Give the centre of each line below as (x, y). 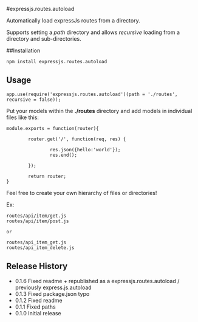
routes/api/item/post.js (38, 221)
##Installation (23, 50)
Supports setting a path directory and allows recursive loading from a (93, 32)
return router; (47, 176)
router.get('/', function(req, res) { (77, 139)
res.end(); (63, 155)
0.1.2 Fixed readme (39, 300)
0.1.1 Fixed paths (35, 307)
